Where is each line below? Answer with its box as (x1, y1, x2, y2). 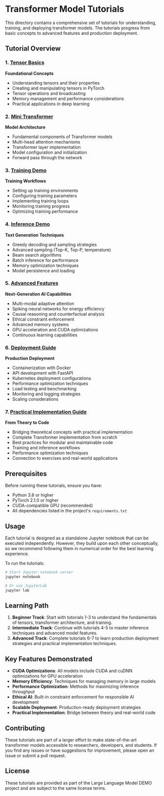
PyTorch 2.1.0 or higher (12, 498, 59, 503)
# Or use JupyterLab (5, 583, 47, 588)
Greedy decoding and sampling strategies (12, 241, 97, 247)
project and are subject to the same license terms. (5, 785, 106, 791)
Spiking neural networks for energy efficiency (12, 306, 105, 312)
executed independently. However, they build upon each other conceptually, (5, 540, 159, 546)
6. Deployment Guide (5, 344, 56, 351)
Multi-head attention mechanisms (12, 139, 80, 145)
